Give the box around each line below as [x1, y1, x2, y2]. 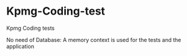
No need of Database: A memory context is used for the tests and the [6, 36, 182, 43]
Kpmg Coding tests [6, 24, 55, 32]
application [6, 43, 35, 50]
